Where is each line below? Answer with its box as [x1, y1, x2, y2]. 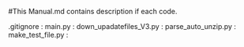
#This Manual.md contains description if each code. [8, 7, 178, 16]
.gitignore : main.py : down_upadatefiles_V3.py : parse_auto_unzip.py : [8, 22, 237, 31]
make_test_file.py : [8, 31, 69, 39]
